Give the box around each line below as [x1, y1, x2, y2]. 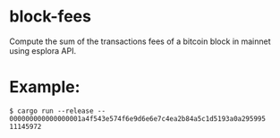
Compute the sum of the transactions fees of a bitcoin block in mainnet [9, 36, 271, 47]
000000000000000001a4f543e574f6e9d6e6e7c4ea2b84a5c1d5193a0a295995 [9, 114, 267, 123]
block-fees [9, 6, 92, 27]
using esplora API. [9, 45, 77, 56]
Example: [9, 77, 81, 98]
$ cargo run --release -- [9, 106, 106, 116]
